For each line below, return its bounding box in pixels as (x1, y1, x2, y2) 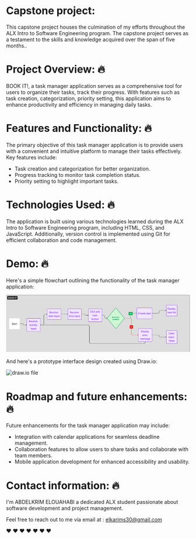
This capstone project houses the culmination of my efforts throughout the (6, 23, 185, 30)
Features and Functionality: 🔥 (6, 122, 152, 135)
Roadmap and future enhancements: (6, 390, 188, 403)
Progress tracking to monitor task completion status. (14, 171, 141, 178)
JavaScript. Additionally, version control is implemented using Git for (6, 230, 171, 237)
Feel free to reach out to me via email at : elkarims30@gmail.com (6, 516, 162, 523)
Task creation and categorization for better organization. (14, 165, 150, 172)
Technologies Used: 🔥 (6, 198, 115, 211)
